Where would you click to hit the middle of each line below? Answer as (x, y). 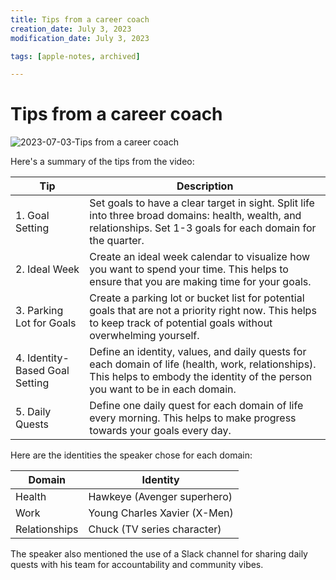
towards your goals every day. (160, 431)
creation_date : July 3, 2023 (71, 29)
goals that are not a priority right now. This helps (203, 311)
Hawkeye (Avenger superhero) (160, 497)
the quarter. (117, 241)
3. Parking (39, 311)
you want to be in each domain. (163, 389)
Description (205, 186)
